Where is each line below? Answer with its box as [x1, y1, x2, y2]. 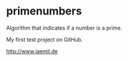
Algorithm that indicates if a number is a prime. [6, 24, 123, 31]
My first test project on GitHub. [6, 36, 83, 43]
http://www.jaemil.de [6, 47, 58, 55]
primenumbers [6, 4, 82, 18]
